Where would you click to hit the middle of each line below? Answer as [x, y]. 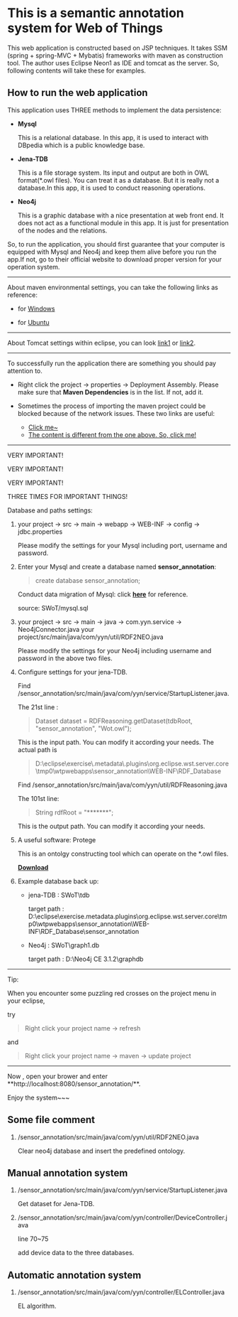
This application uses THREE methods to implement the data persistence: [114, 110]
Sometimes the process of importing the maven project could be [112, 406]
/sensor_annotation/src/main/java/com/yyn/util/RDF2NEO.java [108, 1137]
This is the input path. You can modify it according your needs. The [116, 742]
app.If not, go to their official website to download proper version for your [114, 259]
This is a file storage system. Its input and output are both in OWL [113, 173]
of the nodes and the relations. [62, 230]
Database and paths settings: [50, 510]
